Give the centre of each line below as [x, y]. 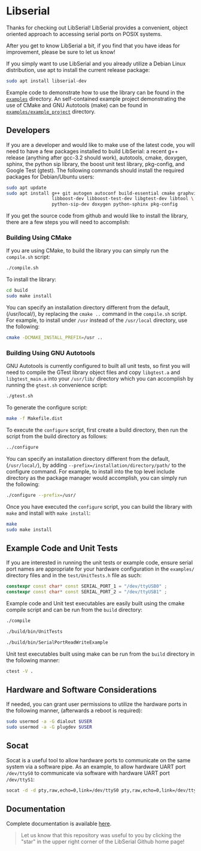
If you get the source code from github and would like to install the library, [97, 216]
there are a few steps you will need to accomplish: [68, 222]
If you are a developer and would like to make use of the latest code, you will [100, 144]
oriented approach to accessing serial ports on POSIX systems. [84, 34]
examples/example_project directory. [51, 111]
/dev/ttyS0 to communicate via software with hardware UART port [88, 773]
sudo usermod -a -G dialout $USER [49, 722]
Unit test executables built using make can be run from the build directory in [100, 654]
